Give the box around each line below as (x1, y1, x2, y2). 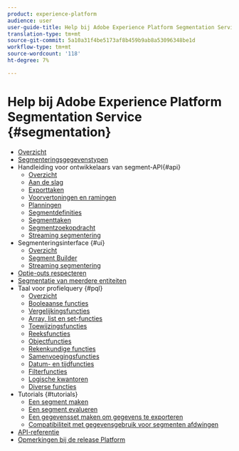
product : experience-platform (7, 10, 97, 18)
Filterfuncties (28, 367, 68, 375)
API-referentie (17, 427, 60, 436)
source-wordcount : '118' (7, 51, 81, 58)
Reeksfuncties (28, 329, 71, 338)
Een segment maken (28, 397, 89, 406)
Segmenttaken (28, 215, 71, 224)
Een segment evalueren (28, 405, 98, 413)
